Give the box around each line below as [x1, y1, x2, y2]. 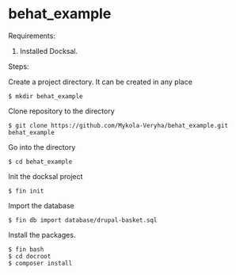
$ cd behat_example [8, 158, 73, 166]
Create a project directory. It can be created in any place [8, 77, 192, 86]
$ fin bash [8, 245, 44, 254]
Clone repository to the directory [8, 106, 115, 116]
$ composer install [8, 259, 73, 267]
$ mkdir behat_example [8, 92, 83, 100]
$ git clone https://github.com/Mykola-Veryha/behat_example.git [8, 121, 228, 129]
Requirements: [8, 31, 55, 40]
